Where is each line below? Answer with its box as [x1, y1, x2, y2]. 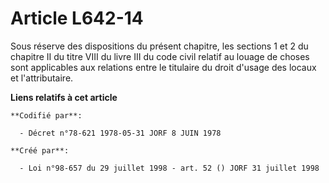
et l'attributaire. [10, 72, 74, 84]
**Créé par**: [10, 145, 70, 156]
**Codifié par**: [10, 110, 83, 121]
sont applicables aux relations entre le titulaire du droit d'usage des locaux [10, 61, 317, 73]
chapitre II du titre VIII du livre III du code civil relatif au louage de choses [10, 50, 310, 62]
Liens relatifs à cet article [10, 91, 118, 103]
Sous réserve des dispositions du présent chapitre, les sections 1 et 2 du [10, 40, 309, 52]
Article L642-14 [10, 7, 144, 30]
